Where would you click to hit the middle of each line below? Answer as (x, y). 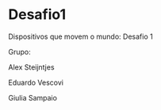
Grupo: (19, 51)
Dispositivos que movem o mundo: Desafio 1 (80, 36)
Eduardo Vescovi (36, 82)
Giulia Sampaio (33, 97)
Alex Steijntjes (31, 67)
